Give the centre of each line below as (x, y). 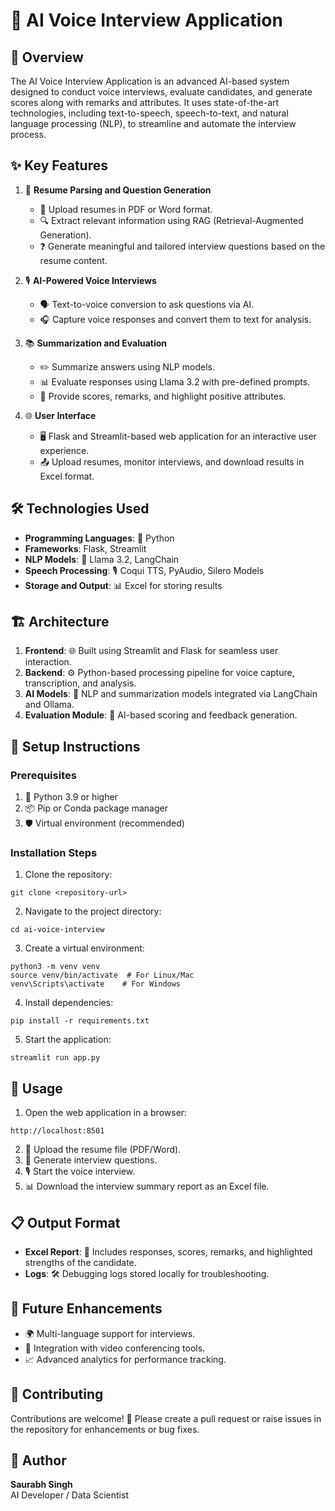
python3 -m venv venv (55, 967)
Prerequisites (43, 775)
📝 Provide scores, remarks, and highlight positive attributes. (163, 396)
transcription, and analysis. (80, 683)
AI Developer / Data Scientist (69, 1495)
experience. (64, 450)
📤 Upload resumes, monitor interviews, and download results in (172, 461)
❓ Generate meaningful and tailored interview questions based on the (182, 246)
